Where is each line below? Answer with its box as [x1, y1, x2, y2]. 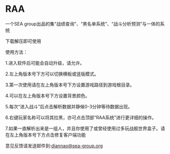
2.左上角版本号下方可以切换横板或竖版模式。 [5, 70, 99, 77]
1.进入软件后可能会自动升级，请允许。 [5, 60, 85, 66]
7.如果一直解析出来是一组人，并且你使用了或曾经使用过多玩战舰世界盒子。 [5, 125, 161, 131]
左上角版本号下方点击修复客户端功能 [9, 131, 86, 138]
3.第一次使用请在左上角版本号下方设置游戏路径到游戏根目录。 [5, 82, 135, 88]
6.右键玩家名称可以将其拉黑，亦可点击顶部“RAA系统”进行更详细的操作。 [5, 114, 157, 121]
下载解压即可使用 [5, 38, 41, 44]
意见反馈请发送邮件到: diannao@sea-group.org [5, 142, 103, 149]
